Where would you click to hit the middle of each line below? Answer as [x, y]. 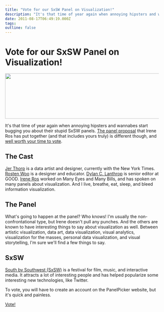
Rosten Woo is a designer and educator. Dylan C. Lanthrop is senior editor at [82, 173]
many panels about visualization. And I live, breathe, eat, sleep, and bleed [79, 184]
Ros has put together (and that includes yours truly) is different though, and [81, 136]
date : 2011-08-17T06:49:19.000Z [38, 19]
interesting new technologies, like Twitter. [47, 280]
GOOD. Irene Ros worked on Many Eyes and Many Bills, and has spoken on [81, 179]
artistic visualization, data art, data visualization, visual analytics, [70, 232]
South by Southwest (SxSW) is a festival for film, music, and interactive [76, 269]
